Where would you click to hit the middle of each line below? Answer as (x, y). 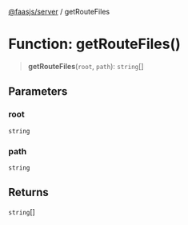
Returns (29, 192)
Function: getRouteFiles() (95, 44)
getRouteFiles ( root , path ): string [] (86, 66)
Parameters (38, 92)
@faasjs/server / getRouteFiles (59, 12)
